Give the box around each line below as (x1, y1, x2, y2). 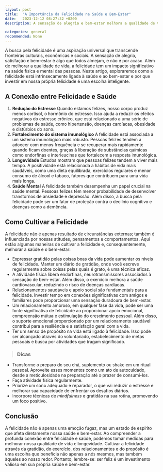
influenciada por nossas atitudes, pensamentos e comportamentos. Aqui (5, 236, 150, 242)
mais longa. (12, 178, 35, 184)
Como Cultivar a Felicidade (5, 218, 88, 227)
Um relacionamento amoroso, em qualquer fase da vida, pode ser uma (12, 302, 153, 308)
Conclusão (5, 412, 39, 420)
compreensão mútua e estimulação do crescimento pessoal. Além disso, (12, 313, 158, 319)
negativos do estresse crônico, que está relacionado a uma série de (12, 115, 148, 122)
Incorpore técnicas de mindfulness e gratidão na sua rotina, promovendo (12, 393, 158, 398)
